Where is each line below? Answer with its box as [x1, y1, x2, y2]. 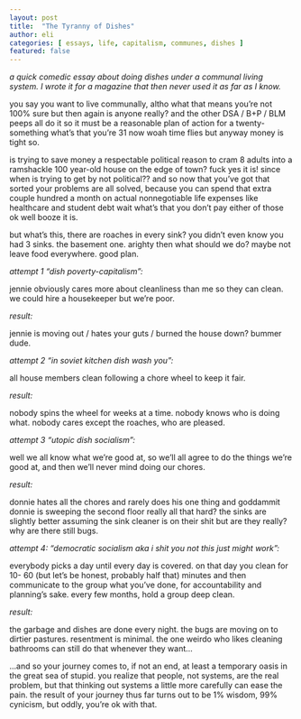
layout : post [9, 13, 59, 23]
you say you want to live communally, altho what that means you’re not [9, 98, 273, 109]
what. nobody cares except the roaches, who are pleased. [9, 417, 225, 429]
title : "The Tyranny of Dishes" [9, 22, 135, 31]
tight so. [9, 137, 41, 148]
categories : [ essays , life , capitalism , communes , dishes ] [9, 38, 244, 48]
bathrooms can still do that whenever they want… [9, 643, 194, 654]
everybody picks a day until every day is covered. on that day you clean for [9, 560, 288, 571]
